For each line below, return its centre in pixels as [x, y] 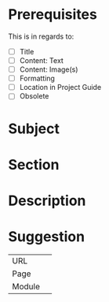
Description [47, 201]
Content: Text [42, 60]
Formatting [37, 78]
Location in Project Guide [60, 88]
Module [26, 286]
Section [34, 164]
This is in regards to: [41, 36]
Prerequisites [53, 15]
